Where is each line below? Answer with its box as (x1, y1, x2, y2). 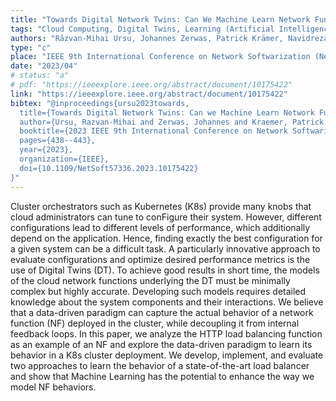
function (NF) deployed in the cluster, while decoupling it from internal (10, 317, 300, 329)
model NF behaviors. (10, 381, 97, 393)
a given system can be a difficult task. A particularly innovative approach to (10, 242, 321, 255)
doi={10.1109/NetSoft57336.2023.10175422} (19, 163, 199, 173)
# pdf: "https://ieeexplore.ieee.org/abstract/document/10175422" (10, 80, 293, 90)
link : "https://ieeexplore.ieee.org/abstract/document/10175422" (10, 89, 288, 99)
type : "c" (10, 42, 52, 53)
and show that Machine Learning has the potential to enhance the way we (10, 370, 315, 382)
